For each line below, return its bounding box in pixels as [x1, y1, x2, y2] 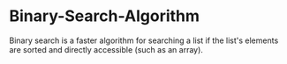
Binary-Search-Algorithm [9, 6, 200, 26]
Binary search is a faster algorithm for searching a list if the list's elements [9, 35, 279, 46]
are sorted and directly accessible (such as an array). [9, 44, 203, 54]
